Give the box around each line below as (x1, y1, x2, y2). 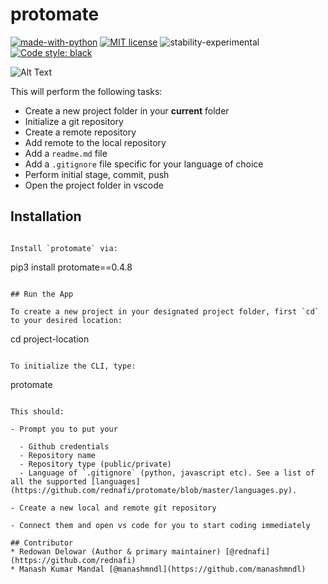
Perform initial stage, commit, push (24, 168, 170, 180)
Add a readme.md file (24, 147, 108, 159)
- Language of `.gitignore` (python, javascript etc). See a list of (19, 468, 315, 478)
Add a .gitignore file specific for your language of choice (24, 158, 264, 170)
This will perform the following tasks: (10, 85, 163, 97)
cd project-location (10, 333, 90, 345)
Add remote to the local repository (24, 136, 167, 148)
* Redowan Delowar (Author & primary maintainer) (10, 546, 222, 557)
